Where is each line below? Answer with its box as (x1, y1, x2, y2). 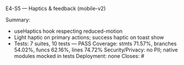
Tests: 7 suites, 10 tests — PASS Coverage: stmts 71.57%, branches (13, 40, 177, 47)
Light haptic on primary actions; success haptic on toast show (13, 34, 165, 40)
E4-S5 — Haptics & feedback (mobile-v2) (5, 5, 106, 12)
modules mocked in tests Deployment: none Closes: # (13, 53, 145, 59)
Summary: (5, 16, 30, 23)
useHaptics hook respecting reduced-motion (13, 28, 123, 35)
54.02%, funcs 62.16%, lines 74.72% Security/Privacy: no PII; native (13, 46, 178, 53)
